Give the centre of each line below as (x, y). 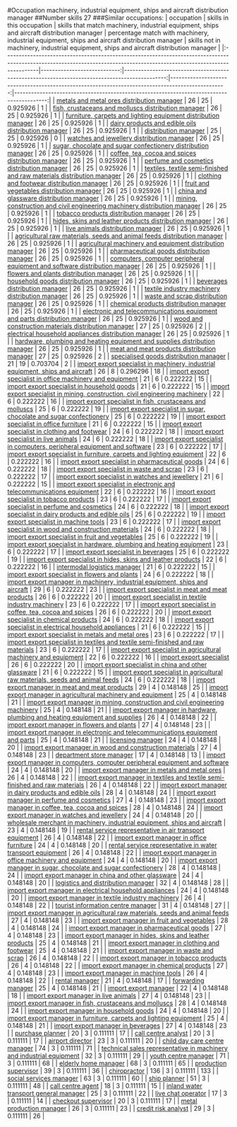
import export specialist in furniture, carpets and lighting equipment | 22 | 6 (117, 454)
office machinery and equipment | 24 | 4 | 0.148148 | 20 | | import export (113, 860)
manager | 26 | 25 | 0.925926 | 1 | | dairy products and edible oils (102, 123)
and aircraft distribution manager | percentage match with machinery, (108, 33)
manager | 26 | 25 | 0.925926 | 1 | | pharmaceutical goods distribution (109, 251)
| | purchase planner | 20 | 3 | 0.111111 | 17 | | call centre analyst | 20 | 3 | (111, 1033)
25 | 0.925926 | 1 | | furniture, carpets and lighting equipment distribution (114, 115)
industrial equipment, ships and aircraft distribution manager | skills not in (114, 40)
